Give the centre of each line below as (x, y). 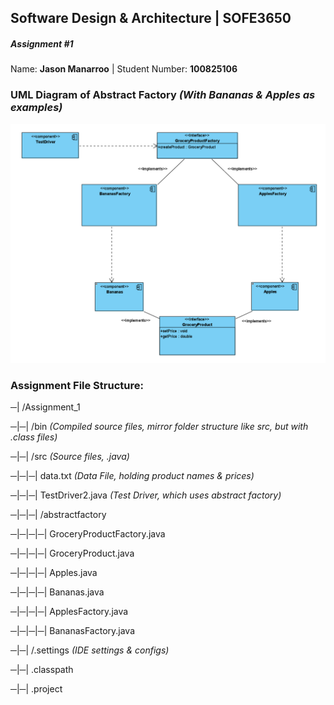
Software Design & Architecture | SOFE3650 (151, 18)
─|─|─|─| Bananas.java (57, 592)
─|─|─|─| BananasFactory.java (73, 630)
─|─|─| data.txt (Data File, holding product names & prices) (132, 475)
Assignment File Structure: (77, 385)
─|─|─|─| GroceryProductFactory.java (88, 533)
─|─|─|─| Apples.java (54, 572)
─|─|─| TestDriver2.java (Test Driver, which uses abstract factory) (146, 495)
